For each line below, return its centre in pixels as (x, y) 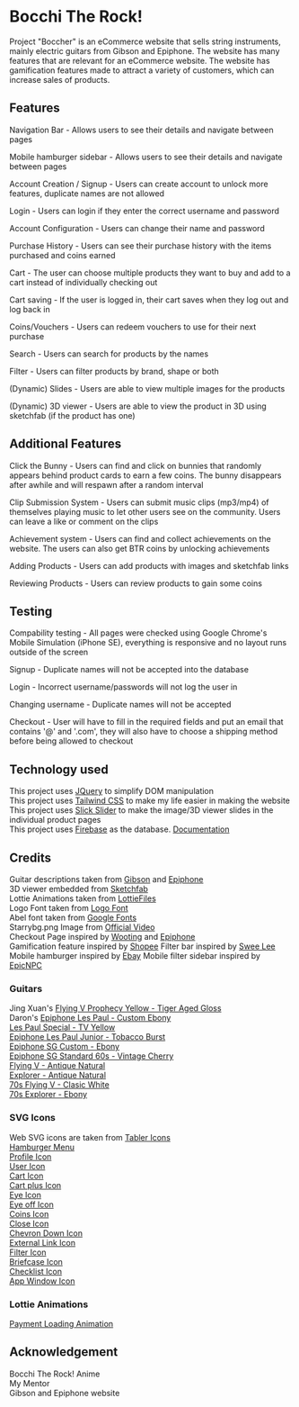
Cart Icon (26, 1176)
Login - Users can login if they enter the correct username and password (145, 211)
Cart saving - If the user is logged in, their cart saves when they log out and (149, 300)
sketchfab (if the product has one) (73, 415)
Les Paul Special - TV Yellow (62, 1027)
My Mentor (30, 1383)
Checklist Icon (36, 1271)
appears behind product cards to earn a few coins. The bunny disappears (145, 475)
